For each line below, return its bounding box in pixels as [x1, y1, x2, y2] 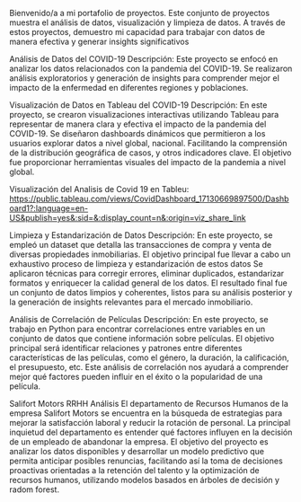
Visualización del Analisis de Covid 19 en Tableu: [9, 184, 190, 194]
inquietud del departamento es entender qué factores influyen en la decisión [9, 427, 293, 437]
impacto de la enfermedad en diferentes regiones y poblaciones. [9, 83, 249, 92]
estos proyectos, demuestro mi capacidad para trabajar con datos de [9, 27, 265, 37]
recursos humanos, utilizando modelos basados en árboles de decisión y [9, 475, 280, 485]
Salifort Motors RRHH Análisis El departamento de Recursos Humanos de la [9, 399, 289, 409]
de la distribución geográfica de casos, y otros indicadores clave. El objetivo [9, 147, 292, 158]
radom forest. [9, 484, 60, 495]
